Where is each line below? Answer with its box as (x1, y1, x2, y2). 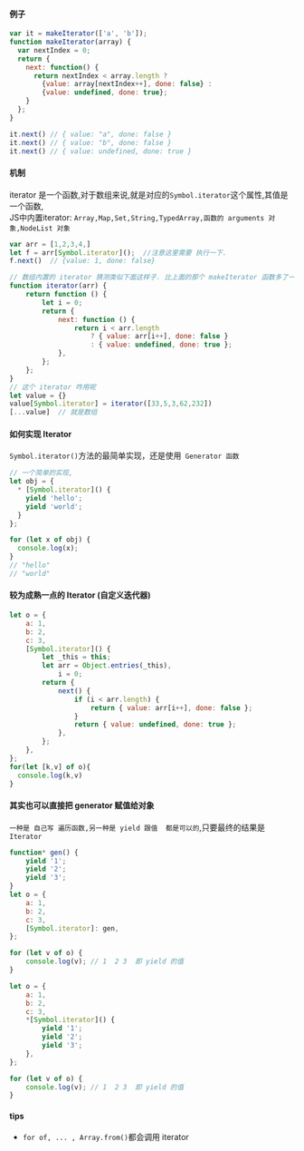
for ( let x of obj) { (9, 535, 91, 544)
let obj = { (9, 477, 54, 486)
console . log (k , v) (17, 771, 83, 780)
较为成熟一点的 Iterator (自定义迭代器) (9, 590, 151, 600)
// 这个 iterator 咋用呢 (9, 382, 97, 392)
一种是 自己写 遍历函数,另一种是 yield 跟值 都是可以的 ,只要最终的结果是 (9, 822, 265, 833)
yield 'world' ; (25, 502, 83, 512)
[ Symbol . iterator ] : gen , (25, 923, 119, 933)
